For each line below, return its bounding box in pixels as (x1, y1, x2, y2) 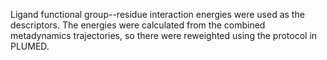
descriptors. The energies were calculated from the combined (10, 19, 266, 31)
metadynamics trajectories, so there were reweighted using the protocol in (10, 30, 318, 41)
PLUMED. (10, 40, 50, 52)
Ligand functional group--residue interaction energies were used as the (10, 9, 305, 20)
